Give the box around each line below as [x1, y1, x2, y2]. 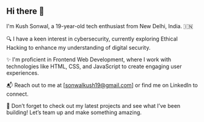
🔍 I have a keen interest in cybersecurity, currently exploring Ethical [6, 35, 178, 42]
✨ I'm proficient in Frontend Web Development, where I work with [6, 56, 172, 63]
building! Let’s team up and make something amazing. [6, 109, 142, 116]
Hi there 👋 [6, 6, 45, 17]
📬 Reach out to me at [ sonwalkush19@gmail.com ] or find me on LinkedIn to [6, 81, 199, 89]
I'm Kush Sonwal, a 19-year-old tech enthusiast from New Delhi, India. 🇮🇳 [6, 22, 194, 29]
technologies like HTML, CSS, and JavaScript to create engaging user [6, 63, 182, 70]
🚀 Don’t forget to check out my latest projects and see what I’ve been [6, 102, 181, 109]
